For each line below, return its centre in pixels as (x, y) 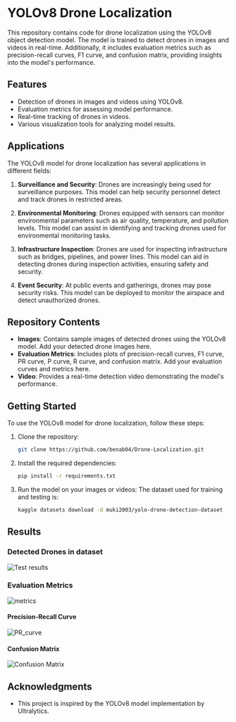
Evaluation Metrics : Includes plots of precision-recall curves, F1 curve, (120, 354)
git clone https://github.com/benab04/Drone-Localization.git (111, 450)
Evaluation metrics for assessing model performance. (95, 109)
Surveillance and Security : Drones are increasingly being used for (114, 184)
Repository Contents (54, 322)
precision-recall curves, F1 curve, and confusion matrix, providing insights (115, 55)
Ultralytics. (33, 711)
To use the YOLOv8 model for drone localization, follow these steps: (106, 423)
